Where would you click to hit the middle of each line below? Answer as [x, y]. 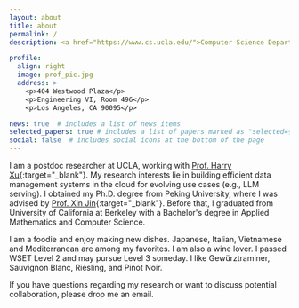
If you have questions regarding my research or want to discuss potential [143, 284]
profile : [25, 59]
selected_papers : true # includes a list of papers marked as [127, 132]
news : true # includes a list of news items [95, 124]
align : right [41, 67]
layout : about [36, 17]
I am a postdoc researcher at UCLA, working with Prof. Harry [121, 166]
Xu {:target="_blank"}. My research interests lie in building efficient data [140, 175]
